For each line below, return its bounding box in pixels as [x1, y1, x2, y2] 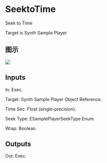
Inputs [5, 73, 26, 82]
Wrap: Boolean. [5, 125, 37, 131]
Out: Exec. [5, 153, 26, 159]
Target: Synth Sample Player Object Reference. [5, 96, 102, 102]
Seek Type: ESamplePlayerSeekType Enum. [5, 115, 95, 121]
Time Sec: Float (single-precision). [5, 106, 76, 112]
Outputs [5, 139, 31, 148]
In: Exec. [5, 86, 23, 92]
